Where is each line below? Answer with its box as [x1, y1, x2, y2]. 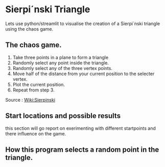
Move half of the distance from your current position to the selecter [12, 70, 155, 77]
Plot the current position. [12, 81, 65, 87]
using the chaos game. [5, 26, 54, 32]
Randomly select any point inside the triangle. [12, 60, 109, 66]
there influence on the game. [5, 130, 66, 136]
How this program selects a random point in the [5, 145, 159, 154]
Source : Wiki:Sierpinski [5, 97, 55, 103]
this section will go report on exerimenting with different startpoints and [5, 125, 156, 131]
